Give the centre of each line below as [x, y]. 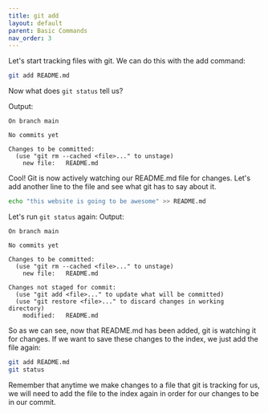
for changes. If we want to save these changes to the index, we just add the [133, 339]
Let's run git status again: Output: [66, 217]
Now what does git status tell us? [66, 91]
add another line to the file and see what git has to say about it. [112, 187]
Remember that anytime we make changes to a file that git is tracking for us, [134, 385]
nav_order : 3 [30, 38]
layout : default [35, 23]
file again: [25, 347]
